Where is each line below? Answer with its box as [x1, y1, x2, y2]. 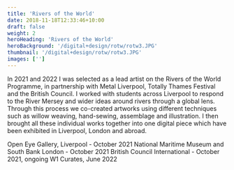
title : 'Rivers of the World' [7, 10, 96, 17]
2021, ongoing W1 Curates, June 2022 [7, 155, 117, 163]
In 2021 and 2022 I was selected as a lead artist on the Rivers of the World [7, 75, 221, 83]
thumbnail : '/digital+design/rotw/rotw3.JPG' [7, 49, 142, 56]
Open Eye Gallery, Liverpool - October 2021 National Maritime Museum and [7, 140, 224, 148]
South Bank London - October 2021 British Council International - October [7, 147, 220, 155]
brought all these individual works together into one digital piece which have [7, 119, 227, 127]
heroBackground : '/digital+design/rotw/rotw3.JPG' [7, 42, 158, 49]
